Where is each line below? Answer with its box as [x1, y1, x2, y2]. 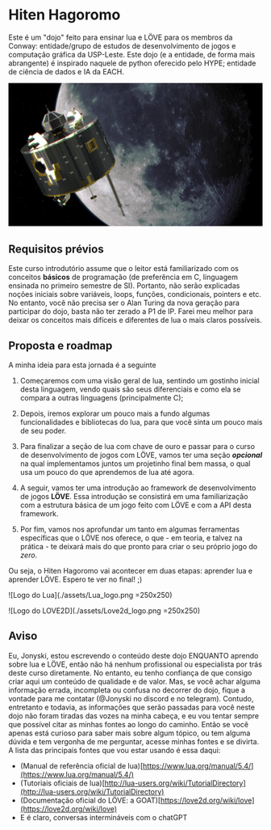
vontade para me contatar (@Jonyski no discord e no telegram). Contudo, [8, 693, 254, 703]
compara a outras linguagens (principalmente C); [19, 393, 184, 403]
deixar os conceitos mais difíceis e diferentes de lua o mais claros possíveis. [8, 315, 262, 325]
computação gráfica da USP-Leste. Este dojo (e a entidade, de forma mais [8, 49, 256, 59]
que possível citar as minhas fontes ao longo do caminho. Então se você [8, 719, 249, 729]
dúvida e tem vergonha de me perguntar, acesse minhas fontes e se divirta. [8, 736, 260, 746]
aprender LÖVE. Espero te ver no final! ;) [8, 574, 143, 584]
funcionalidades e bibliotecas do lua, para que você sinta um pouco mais [19, 417, 264, 427]
